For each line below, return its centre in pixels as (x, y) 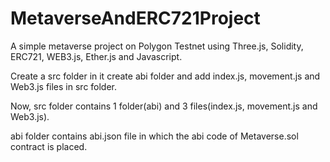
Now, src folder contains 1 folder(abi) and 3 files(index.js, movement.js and (164, 106)
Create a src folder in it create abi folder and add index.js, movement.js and (165, 76)
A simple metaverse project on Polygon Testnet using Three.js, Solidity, (157, 46)
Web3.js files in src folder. (64, 86)
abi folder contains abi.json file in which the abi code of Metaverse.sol (154, 136)
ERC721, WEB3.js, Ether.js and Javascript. (96, 56)
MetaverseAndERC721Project (135, 18)
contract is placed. (49, 146)
